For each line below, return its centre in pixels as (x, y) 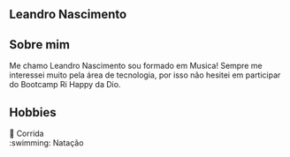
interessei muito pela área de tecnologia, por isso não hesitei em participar (145, 75)
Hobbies (33, 112)
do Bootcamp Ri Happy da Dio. (65, 85)
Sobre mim (40, 45)
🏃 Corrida (27, 134)
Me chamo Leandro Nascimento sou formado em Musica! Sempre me (136, 66)
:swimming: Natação (46, 143)
